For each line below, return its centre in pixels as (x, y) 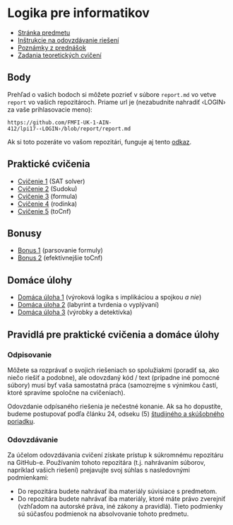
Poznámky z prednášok (52, 47)
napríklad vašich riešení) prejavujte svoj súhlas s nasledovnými (99, 470)
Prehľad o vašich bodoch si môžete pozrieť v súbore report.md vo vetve (112, 94)
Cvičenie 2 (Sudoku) (47, 188)
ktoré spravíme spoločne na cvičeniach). (66, 392)
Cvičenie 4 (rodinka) (47, 204)
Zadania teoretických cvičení (59, 55)
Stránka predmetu (44, 33)
